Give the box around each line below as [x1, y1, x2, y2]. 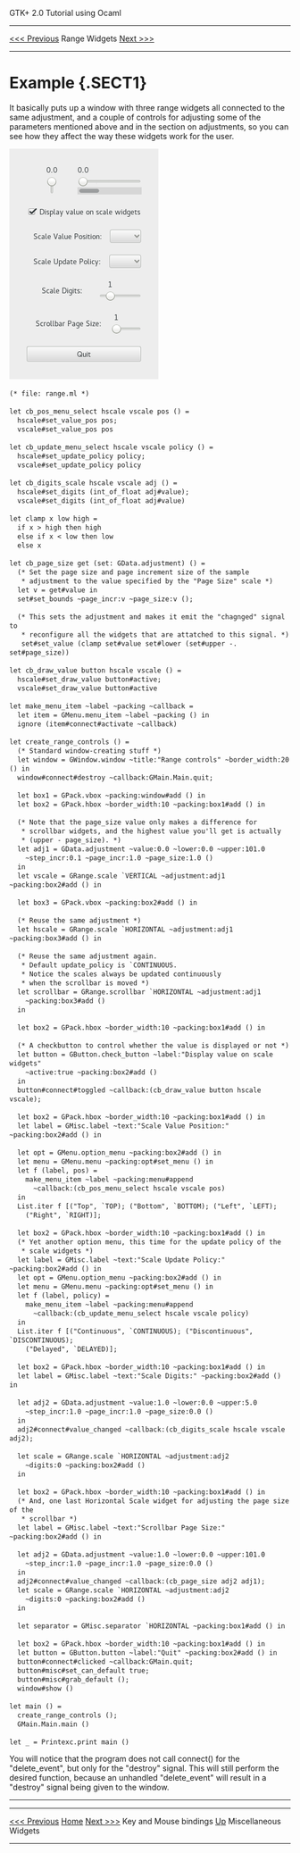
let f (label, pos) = [17, 1165, 98, 1175]
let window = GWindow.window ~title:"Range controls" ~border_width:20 [17, 755, 290, 764]
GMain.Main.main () [17, 1719, 90, 1729]
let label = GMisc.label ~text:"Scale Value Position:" [17, 1121, 229, 1131]
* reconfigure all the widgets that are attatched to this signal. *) [21, 630, 290, 639]
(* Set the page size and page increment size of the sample [17, 567, 250, 577]
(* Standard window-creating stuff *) [17, 746, 162, 755]
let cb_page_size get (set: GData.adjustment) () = [9, 558, 205, 568]
